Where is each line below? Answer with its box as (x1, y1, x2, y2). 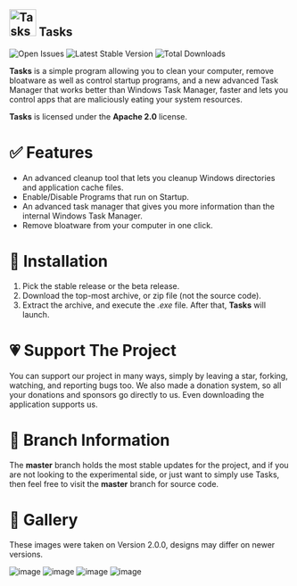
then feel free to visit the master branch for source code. (9, 478, 219, 489)
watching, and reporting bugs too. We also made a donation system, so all (9, 380, 282, 391)
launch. (21, 309, 50, 319)
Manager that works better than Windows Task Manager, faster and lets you (9, 84, 288, 95)
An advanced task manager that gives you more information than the (21, 201, 275, 211)
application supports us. (9, 399, 98, 409)
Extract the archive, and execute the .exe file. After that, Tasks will (21, 300, 266, 310)
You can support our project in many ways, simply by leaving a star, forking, (9, 370, 288, 381)
